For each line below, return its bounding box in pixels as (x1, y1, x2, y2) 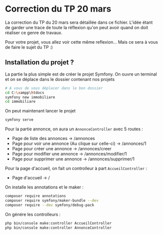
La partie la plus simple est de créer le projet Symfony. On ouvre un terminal (5, 71, 157, 77)
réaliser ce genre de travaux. (5, 30, 63, 35)
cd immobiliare (5, 99, 36, 104)
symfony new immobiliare (5, 94, 55, 100)
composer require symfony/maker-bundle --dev (5, 198, 98, 203)
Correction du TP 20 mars (5, 3, 112, 15)
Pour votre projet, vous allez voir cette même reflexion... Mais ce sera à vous (5, 39, 158, 45)
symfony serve (5, 117, 34, 122)
